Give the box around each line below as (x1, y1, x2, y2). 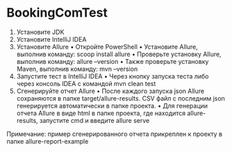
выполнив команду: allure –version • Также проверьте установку (16, 57, 209, 65)
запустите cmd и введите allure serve (40, 116, 150, 124)
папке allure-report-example (6, 137, 89, 145)
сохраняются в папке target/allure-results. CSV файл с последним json (16, 94, 225, 102)
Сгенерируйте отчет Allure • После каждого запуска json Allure (16, 87, 205, 95)
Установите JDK (16, 28, 65, 36)
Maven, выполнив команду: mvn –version (16, 65, 138, 73)
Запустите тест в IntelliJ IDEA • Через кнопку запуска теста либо (16, 71, 209, 81)
